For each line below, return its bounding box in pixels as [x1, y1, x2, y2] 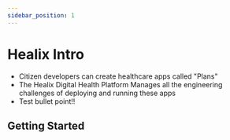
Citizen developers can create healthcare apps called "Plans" [18, 72, 218, 81]
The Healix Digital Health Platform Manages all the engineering [18, 79, 223, 89]
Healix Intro [7, 45, 84, 63]
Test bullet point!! [18, 96, 76, 106]
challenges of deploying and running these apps [18, 88, 176, 98]
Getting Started [7, 119, 85, 132]
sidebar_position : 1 [7, 11, 76, 20]
